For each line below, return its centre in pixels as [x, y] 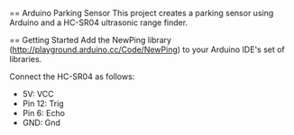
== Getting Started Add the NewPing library [91, 40]
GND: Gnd [41, 122]
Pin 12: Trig [43, 103]
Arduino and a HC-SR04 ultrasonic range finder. [98, 22]
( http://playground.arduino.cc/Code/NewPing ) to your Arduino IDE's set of [147, 49]
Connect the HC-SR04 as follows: [72, 76]
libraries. [26, 59]
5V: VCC [38, 94]
